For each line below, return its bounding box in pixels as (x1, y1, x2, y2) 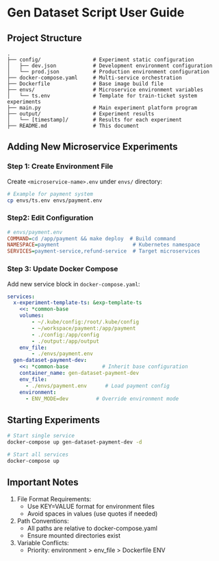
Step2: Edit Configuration (7, 213, 94, 222)
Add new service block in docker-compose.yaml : (7, 279, 140, 288)
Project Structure (7, 32, 82, 44)
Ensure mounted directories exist (27, 531, 121, 540)
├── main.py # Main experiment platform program (7, 104, 197, 111)
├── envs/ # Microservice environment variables (7, 87, 204, 93)
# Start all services (7, 451, 69, 458)
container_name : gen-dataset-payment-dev (19, 369, 139, 377)
